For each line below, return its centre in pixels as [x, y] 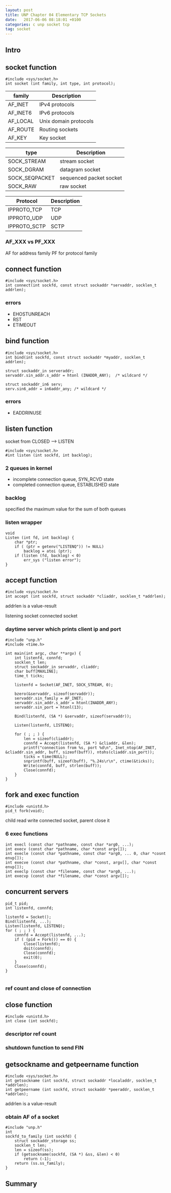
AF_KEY [17, 138]
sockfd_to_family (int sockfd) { [41, 1137]
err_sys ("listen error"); [52, 560]
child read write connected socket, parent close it [58, 820]
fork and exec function [42, 795]
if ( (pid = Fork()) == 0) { [46, 940]
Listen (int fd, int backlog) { [40, 537]
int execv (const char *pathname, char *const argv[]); [66, 849]
